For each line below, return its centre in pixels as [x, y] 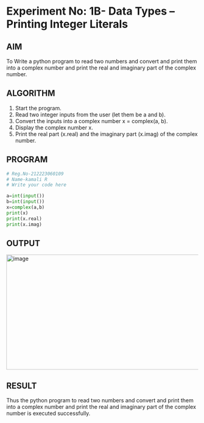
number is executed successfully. [48, 413]
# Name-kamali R [27, 179]
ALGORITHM [31, 94]
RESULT [22, 386]
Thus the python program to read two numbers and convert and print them [100, 400]
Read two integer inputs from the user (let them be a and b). [90, 115]
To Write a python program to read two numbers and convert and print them [102, 61]
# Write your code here [37, 185]
